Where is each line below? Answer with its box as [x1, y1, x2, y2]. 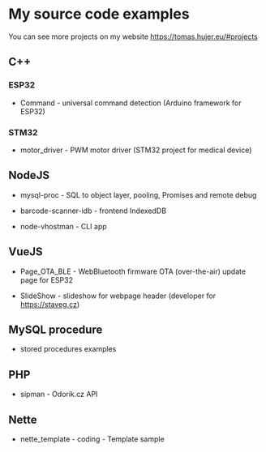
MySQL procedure [8, 322, 103, 336]
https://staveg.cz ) [19, 299, 80, 309]
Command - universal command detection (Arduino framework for [19, 98, 242, 108]
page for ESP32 [19, 275, 73, 284]
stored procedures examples [19, 344, 117, 354]
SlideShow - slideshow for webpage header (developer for [19, 291, 217, 301]
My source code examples [8, 5, 190, 23]
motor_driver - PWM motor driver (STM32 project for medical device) [19, 145, 252, 155]
